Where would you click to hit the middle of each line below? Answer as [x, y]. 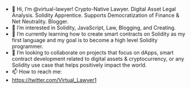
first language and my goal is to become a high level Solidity [84, 40]
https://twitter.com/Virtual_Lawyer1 [54, 80]
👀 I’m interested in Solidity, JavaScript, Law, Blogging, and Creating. [94, 28]
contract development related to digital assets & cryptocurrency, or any [98, 59]
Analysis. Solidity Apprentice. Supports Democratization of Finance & [95, 15]
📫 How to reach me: [37, 71]
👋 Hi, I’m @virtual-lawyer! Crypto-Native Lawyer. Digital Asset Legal [94, 9]
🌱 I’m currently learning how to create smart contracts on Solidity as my [98, 34]
